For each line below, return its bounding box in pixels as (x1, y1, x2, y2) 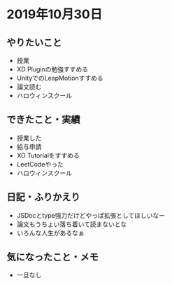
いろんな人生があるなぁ (16, 228, 85, 237)
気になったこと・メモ (6, 251, 99, 263)
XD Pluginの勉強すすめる (16, 65, 89, 74)
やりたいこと (6, 36, 62, 48)
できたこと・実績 (6, 113, 80, 126)
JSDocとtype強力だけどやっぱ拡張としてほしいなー (16, 211, 166, 219)
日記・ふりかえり (6, 191, 80, 203)
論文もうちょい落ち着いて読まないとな (16, 220, 127, 228)
